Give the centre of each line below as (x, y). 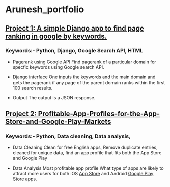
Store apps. (25, 179)
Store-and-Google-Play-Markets (58, 122)
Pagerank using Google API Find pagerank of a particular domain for (84, 62)
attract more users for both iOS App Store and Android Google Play (83, 173)
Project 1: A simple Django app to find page (75, 28)
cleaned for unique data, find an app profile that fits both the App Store (87, 153)
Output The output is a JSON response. (54, 97)
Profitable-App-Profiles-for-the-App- (99, 114)
